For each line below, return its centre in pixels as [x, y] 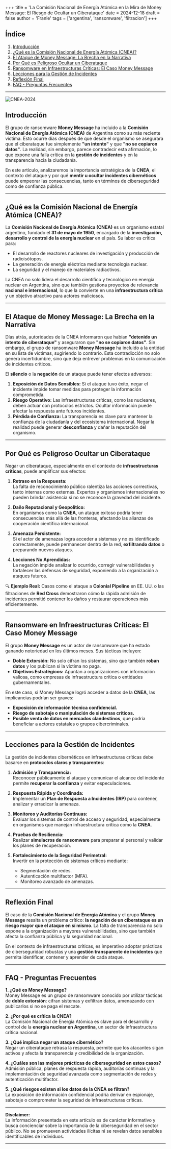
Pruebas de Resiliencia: [38, 835]
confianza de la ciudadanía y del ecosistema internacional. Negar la [83, 422]
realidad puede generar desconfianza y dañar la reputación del [79, 427]
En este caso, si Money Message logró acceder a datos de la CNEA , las [80, 692]
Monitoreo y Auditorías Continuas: [50, 814]
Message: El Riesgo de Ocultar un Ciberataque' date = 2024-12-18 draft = [83, 13]
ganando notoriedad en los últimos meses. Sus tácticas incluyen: [73, 651]
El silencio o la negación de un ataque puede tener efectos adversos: [79, 374]
